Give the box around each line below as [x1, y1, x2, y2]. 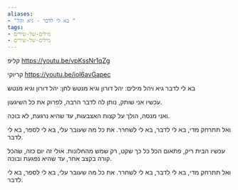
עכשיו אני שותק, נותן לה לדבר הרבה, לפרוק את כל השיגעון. [7, 97, 162, 107]
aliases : [7, 10, 33, 18]
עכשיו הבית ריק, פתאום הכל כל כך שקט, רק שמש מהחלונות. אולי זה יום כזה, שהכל [7, 147, 226, 155]
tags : [7, 23, 24, 31]
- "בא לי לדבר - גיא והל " [7, 17, 76, 24]
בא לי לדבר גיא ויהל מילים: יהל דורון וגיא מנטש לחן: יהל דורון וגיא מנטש [7, 84, 196, 93]
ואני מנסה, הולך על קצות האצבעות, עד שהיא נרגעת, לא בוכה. [7, 112, 170, 120]
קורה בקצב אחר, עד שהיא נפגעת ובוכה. [7, 154, 113, 163]
